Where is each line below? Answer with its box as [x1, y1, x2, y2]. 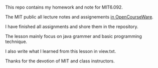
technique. [5, 38, 28, 44]
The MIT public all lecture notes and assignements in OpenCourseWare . [5, 14, 154, 19]
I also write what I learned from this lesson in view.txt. [5, 48, 116, 54]
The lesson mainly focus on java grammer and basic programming [5, 33, 142, 39]
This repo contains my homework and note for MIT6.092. [5, 4, 123, 10]
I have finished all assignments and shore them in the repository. [5, 23, 139, 29]
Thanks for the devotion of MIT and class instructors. [5, 58, 115, 64]
